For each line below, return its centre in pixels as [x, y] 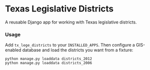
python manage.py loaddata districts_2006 [49, 63]
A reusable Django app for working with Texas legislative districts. [71, 22]
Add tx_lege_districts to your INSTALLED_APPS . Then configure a [70, 45]
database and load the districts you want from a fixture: [78, 50]
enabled [13, 50]
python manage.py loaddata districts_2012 [49, 59]
